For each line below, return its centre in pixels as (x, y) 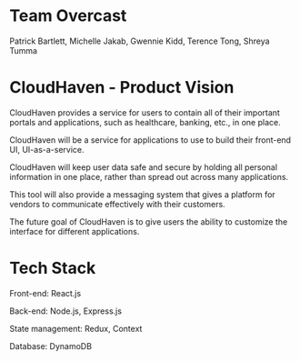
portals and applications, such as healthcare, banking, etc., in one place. (145, 122)
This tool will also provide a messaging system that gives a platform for (142, 194)
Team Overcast (68, 16)
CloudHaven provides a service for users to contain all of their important (145, 112)
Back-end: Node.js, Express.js (66, 311)
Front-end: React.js (45, 293)
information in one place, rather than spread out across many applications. (149, 176)
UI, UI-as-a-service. (47, 149)
